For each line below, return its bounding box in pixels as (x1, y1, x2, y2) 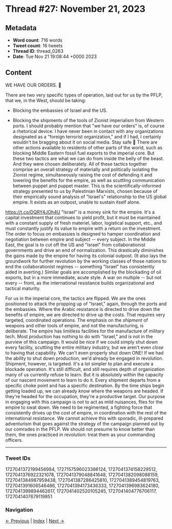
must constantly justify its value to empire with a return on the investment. (5, 225, 162, 231)
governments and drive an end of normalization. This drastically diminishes (5, 247, 164, 253)
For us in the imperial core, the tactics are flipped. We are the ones (5, 295, 146, 301)
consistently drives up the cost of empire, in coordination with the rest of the (5, 409, 167, 416)
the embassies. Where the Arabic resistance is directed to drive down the (5, 306, 160, 312)
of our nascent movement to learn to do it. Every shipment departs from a (5, 377, 161, 383)
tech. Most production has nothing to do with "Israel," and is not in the (5, 333, 153, 339)
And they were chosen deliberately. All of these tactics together (12, 161, 147, 167)
